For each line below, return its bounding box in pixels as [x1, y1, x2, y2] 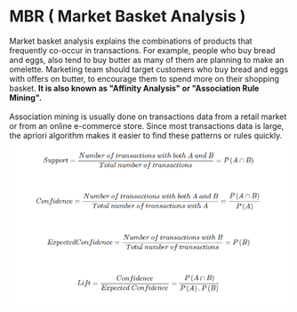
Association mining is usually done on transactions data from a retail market [9, 111, 287, 122]
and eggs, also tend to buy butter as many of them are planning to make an [9, 54, 285, 65]
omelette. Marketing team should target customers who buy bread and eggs [9, 64, 289, 75]
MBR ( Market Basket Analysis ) [9, 6, 246, 27]
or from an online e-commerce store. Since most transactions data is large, [9, 120, 285, 131]
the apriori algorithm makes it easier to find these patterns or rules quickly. [9, 130, 283, 140]
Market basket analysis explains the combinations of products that [9, 36, 253, 46]
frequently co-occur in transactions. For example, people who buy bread [9, 44, 276, 55]
